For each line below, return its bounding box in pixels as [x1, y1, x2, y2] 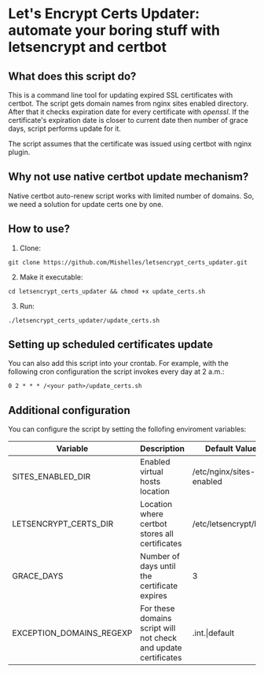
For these [140, 603, 175, 614]
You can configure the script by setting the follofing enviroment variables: [8, 424, 247, 434]
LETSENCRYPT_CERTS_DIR [12, 519, 114, 530]
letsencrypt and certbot [8, 39, 167, 56]
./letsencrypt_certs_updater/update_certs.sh [8, 316, 159, 324]
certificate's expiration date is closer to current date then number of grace [8, 116, 249, 124]
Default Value [205, 443, 258, 454]
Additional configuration [8, 403, 131, 417]
